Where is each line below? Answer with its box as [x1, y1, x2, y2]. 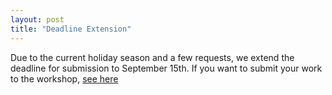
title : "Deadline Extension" [10, 24, 132, 34]
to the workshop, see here [10, 72, 119, 85]
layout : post [10, 14, 65, 25]
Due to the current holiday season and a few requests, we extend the [10, 51, 295, 63]
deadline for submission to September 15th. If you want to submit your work [10, 62, 323, 74]
